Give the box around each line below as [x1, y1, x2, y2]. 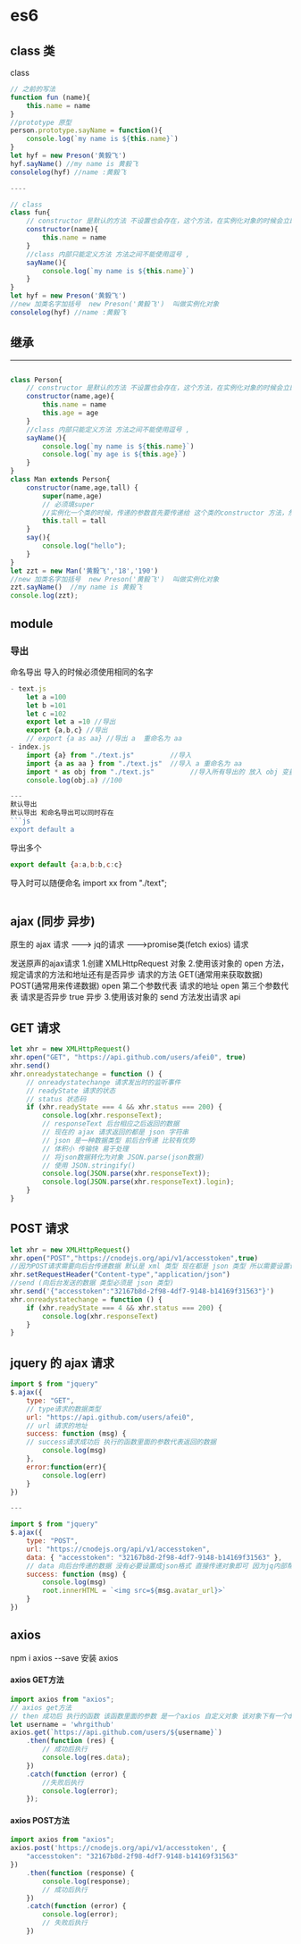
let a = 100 [26, 692, 67, 701]
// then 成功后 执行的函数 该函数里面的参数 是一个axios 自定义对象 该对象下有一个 [10, 1712, 288, 1721]
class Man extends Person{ [10, 475, 111, 484]
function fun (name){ [10, 93, 91, 102]
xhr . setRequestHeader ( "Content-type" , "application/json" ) [10, 1270, 230, 1279]
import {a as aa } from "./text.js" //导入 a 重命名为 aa [26, 758, 243, 768]
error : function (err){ [26, 1462, 106, 1471]
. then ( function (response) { [26, 1868, 135, 1877]
